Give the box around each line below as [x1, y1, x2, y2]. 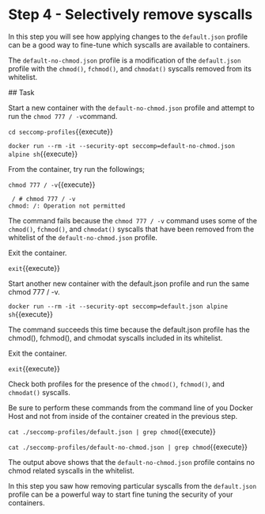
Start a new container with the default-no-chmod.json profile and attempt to [8, 103, 255, 112]
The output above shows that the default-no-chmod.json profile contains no [8, 457, 256, 466]
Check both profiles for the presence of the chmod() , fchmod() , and [8, 379, 225, 389]
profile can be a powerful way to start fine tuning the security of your [8, 489, 233, 499]
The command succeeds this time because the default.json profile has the [8, 325, 251, 334]
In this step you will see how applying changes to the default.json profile [8, 32, 248, 41]
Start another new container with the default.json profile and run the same [8, 279, 250, 288]
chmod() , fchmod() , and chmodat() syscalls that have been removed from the [8, 224, 255, 234]
